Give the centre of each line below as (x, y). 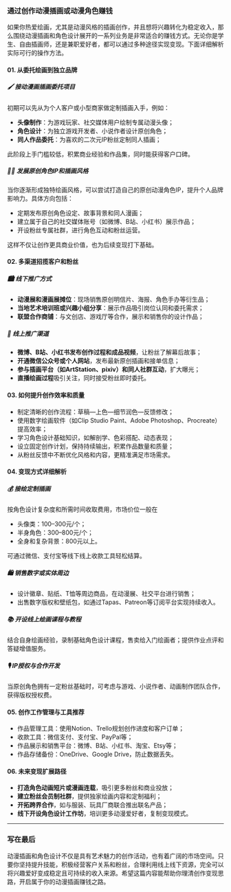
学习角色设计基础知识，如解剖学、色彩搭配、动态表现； (95, 437)
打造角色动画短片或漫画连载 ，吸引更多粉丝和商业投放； (95, 788)
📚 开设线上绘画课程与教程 (44, 619)
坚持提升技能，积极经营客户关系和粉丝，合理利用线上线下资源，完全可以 (121, 865)
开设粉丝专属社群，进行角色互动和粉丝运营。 (80, 230)
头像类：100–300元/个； (52, 524)
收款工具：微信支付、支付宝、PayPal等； (75, 737)
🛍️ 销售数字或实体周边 (38, 572)
